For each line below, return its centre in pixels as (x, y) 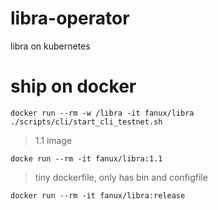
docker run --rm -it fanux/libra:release (98, 195)
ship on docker (73, 86)
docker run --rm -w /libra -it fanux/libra (102, 113)
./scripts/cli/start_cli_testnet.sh (86, 122)
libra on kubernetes (50, 46)
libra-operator (70, 18)
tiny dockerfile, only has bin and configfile (121, 177)
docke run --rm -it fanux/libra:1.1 (86, 158)
